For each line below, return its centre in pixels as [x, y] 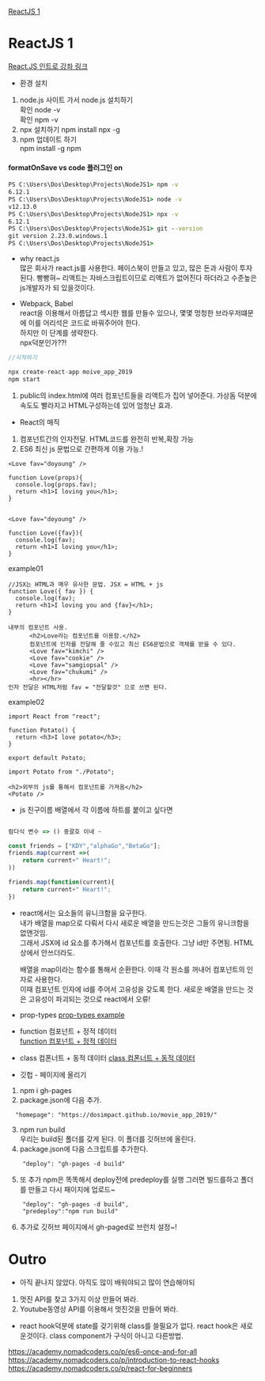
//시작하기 [23, 358]
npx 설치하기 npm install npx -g [70, 129]
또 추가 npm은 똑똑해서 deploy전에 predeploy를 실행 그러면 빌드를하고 [129, 1179]
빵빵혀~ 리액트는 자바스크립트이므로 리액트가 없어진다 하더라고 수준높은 [147, 278]
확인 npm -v [39, 119]
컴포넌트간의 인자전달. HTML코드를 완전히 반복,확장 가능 [106, 439]
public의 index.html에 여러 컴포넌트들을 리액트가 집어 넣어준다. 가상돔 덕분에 [138, 395]
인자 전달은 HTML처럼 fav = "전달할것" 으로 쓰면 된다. [88, 687]
